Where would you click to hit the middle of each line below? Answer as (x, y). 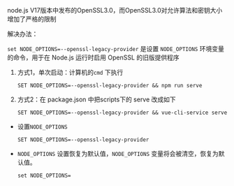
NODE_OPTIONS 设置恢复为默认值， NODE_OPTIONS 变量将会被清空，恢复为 (118, 153)
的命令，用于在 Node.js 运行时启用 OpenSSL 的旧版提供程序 (93, 57)
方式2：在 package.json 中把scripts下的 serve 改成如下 (96, 99)
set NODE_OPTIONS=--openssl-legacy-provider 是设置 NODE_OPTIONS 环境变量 (116, 49)
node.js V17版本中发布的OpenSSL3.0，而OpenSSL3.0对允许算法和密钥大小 (115, 10)
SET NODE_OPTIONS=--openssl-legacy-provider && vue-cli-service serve (122, 113)
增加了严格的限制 (32, 19)
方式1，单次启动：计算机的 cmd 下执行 (70, 72)
